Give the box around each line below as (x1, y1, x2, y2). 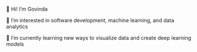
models (6, 41, 25, 47)
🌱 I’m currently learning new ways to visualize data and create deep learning (6, 34, 192, 41)
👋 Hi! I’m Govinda (6, 6, 48, 12)
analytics (6, 23, 28, 30)
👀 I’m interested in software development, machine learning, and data (6, 17, 175, 23)
